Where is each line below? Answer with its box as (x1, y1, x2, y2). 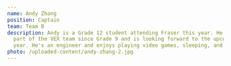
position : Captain (7, 16, 60, 23)
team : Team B (7, 23, 45, 30)
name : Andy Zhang (7, 10, 57, 17)
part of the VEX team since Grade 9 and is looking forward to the (13, 36, 211, 43)
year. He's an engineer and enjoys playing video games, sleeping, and (13, 42, 223, 49)
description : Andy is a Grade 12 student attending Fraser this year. (7, 29, 214, 36)
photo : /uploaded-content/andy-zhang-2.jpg (7, 49, 134, 56)
